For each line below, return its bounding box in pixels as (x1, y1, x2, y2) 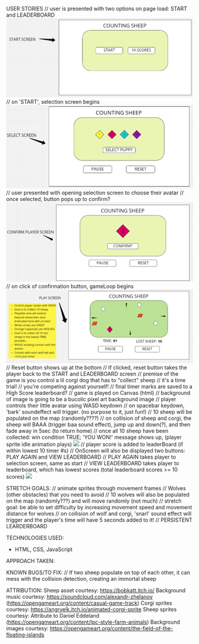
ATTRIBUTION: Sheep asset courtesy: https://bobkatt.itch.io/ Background (6, 587, 186, 594)
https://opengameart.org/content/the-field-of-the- (49, 624, 173, 631)
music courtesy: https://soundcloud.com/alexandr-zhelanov (6, 593, 153, 600)
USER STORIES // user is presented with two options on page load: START (6, 5, 188, 12)
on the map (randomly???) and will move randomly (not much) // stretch (6, 497, 182, 504)
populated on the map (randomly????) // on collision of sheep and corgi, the (6, 414, 192, 422)
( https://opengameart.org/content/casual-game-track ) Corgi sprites (6, 599, 172, 606)
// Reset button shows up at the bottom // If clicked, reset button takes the (6, 364, 187, 371)
